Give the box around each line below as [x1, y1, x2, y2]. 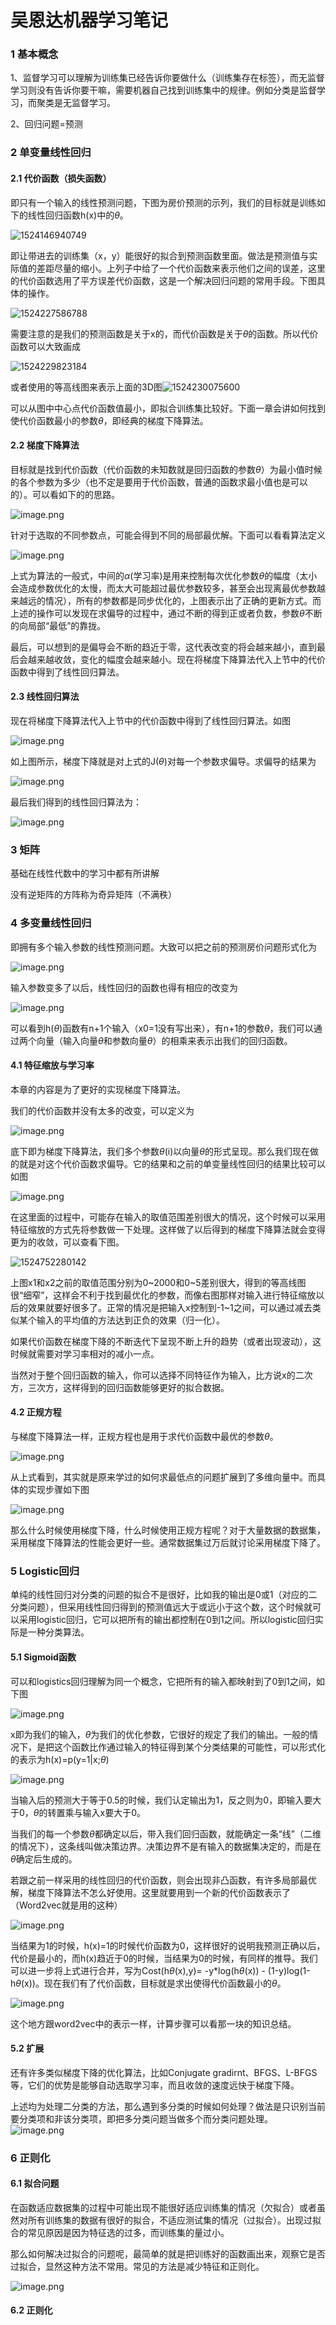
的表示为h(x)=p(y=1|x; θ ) [10, 1753, 110, 1765]
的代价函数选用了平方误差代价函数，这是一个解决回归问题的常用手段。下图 [10, 274, 317, 286]
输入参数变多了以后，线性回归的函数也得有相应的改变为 [10, 981, 238, 993]
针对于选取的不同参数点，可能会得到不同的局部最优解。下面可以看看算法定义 [10, 529, 326, 541]
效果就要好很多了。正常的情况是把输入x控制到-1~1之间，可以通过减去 [27, 1301, 313, 1313]
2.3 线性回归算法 [10, 691, 80, 703]
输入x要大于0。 [82, 1806, 147, 1818]
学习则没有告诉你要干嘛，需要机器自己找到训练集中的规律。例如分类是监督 [10, 84, 317, 96]
